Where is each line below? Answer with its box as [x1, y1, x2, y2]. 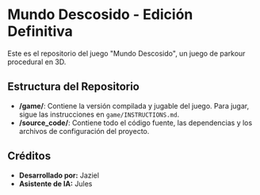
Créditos [7, 149, 52, 163]
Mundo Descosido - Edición [7, 6, 193, 24]
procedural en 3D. [7, 57, 67, 67]
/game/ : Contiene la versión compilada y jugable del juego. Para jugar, [18, 101, 250, 110]
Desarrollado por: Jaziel [18, 170, 100, 180]
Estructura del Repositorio [7, 80, 140, 94]
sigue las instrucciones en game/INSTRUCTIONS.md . [18, 109, 180, 119]
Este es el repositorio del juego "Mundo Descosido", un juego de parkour [7, 48, 246, 58]
